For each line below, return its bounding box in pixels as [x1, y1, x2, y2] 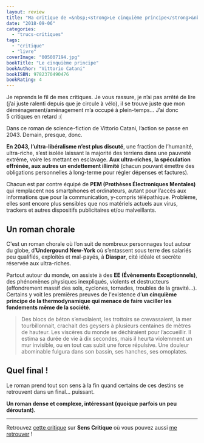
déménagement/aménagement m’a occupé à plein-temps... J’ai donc [6, 106, 178, 114]
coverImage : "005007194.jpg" [6, 54, 80, 60]
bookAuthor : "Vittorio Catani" [6, 65, 86, 72]
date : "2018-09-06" [6, 20, 56, 26]
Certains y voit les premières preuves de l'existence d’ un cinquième [6, 290, 177, 298]
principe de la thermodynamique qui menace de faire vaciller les [6, 297, 172, 304]
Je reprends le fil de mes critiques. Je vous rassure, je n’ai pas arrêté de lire [6, 94, 196, 101]
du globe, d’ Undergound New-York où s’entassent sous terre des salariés [6, 246, 192, 254]
